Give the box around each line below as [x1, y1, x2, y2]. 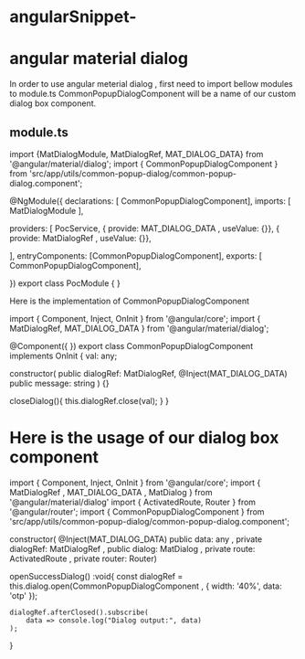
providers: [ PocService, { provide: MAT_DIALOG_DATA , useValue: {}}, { [9, 222, 280, 234]
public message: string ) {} [9, 377, 110, 388]
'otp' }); [9, 590, 38, 601]
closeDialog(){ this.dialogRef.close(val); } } [9, 395, 170, 406]
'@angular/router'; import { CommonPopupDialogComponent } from [9, 505, 265, 517]
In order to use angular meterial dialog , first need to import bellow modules [9, 79, 294, 90]
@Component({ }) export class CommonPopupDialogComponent [9, 340, 254, 351]
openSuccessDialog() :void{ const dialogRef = [9, 570, 184, 581]
